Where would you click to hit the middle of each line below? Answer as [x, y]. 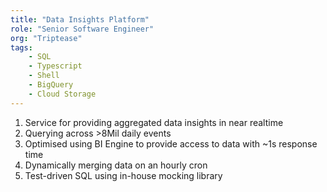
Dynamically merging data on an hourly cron [116, 165]
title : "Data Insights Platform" [80, 19]
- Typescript [55, 66]
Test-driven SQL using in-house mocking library [123, 175]
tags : [21, 47]
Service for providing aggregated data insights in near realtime [154, 122]
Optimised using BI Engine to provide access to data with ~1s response [171, 143]
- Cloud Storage [62, 94]
